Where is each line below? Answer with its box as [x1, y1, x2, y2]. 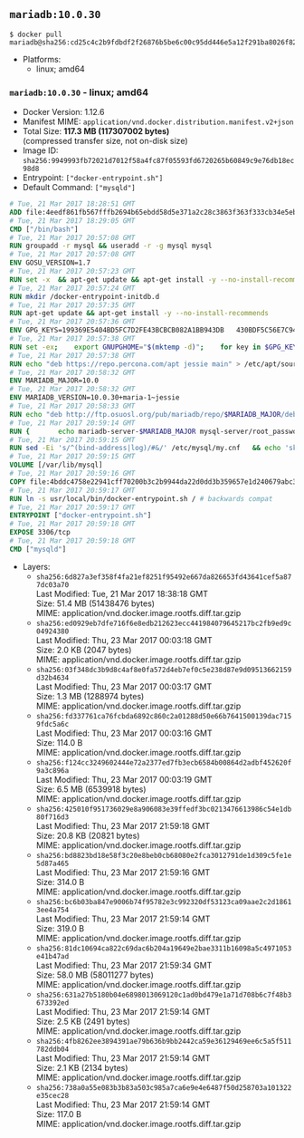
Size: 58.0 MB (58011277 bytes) [35, 969, 154, 980]
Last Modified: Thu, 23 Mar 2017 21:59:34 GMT [35, 960, 213, 970]
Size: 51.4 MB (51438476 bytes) [35, 598, 156, 609]
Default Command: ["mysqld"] [22, 182, 136, 193]
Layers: [22, 561, 51, 572]
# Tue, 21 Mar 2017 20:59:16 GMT [9, 469, 136, 478]
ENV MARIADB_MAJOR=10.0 [9, 376, 100, 385]
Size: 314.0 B [35, 876, 85, 887]
